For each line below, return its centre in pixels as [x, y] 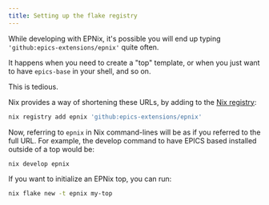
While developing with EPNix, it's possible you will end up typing [115, 38]
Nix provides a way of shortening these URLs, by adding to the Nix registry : [132, 102]
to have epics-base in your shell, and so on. [80, 71]
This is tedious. [33, 86]
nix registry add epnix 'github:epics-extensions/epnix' [105, 117]
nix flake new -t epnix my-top [60, 194]
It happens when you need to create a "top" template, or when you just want [134, 62]
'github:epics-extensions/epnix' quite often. [84, 47]
